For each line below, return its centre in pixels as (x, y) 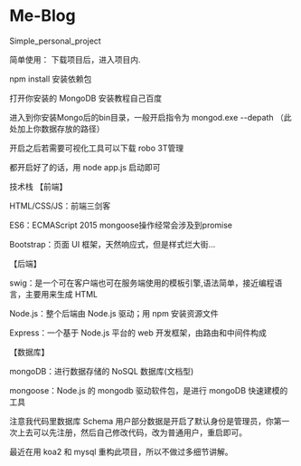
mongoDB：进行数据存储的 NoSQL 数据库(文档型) (102, 371)
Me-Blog (42, 16)
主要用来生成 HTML (61, 294)
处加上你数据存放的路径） (57, 129)
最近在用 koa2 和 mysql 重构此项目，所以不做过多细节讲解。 (121, 451)
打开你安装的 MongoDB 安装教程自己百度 (86, 98)
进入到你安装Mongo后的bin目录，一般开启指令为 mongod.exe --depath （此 (150, 117)
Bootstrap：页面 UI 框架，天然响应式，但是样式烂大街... (113, 244)
